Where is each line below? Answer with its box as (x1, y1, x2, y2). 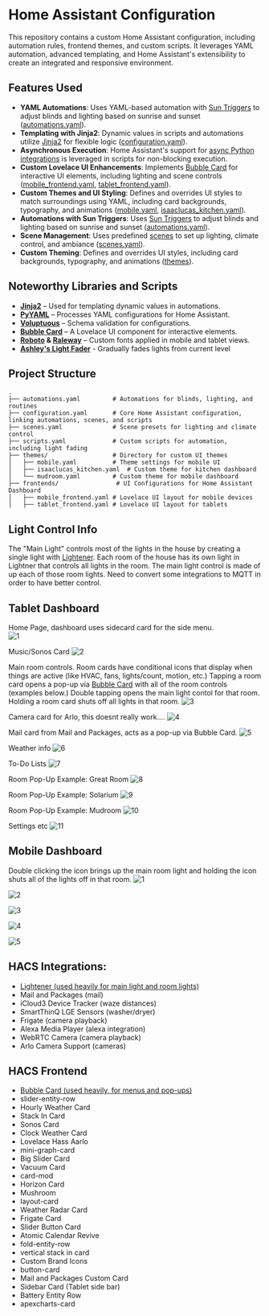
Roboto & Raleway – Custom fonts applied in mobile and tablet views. (19, 335, 251, 345)
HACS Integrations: (8, 960, 107, 974)
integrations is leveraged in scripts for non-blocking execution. (19, 154, 228, 163)
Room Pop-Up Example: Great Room (8, 774, 129, 784)
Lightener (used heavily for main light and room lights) (19, 981, 199, 990)
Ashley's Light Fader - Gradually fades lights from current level (19, 343, 231, 353)
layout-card (19, 1196, 59, 1207)
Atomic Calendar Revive (19, 1231, 100, 1240)
